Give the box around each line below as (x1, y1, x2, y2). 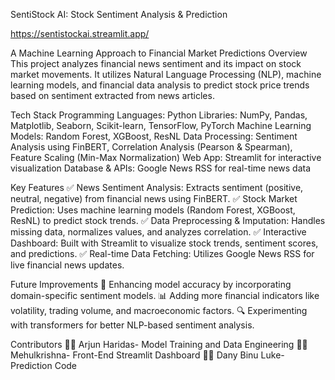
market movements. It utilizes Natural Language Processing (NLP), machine (10, 69, 322, 80)
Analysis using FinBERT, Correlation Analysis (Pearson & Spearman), (10, 141, 293, 153)
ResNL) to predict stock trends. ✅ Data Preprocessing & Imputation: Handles (10, 215, 326, 226)
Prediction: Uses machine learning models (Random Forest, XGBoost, (10, 204, 296, 216)
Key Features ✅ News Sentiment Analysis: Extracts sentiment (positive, (10, 182, 304, 193)
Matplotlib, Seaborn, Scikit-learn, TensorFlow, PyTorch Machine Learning (10, 120, 312, 131)
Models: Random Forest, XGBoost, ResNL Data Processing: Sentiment (10, 130, 298, 142)
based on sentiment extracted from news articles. (10, 90, 215, 101)
